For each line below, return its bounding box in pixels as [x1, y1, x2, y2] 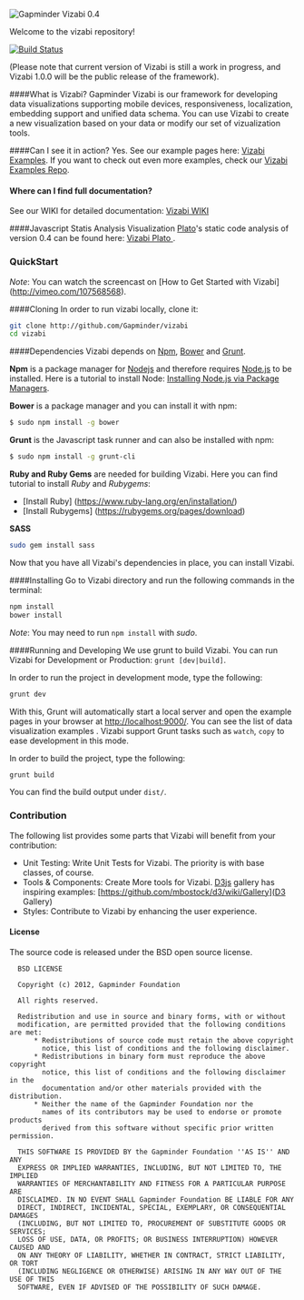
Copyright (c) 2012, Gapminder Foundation [17, 980, 181, 989]
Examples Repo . [9, 165, 70, 175]
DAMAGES [9, 1211, 39, 1220]
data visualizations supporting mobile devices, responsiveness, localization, [9, 98, 293, 109]
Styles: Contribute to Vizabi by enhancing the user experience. [22, 905, 258, 916]
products [9, 1115, 43, 1124]
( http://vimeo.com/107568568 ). [9, 286, 127, 297]
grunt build [9, 770, 54, 780]
